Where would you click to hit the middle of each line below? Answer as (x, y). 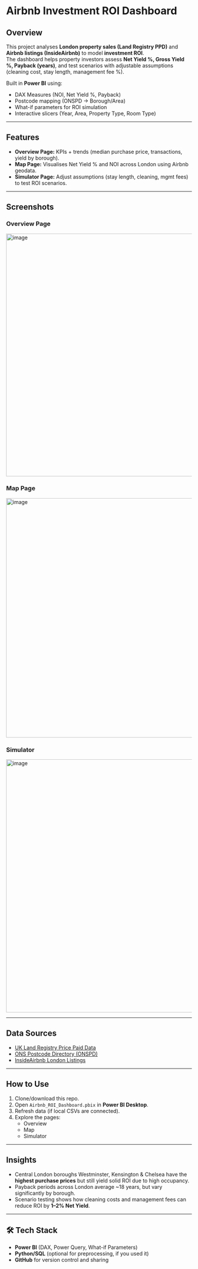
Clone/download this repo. (47, 1098)
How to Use (28, 1084)
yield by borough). (37, 158)
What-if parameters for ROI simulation (61, 107)
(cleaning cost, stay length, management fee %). (65, 72)
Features (23, 138)
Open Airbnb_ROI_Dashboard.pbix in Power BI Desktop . (81, 1105)
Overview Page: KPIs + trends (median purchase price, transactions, (98, 151)
